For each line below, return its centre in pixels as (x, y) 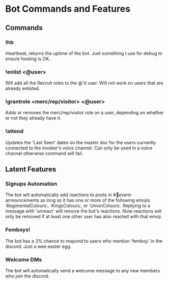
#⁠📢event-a (123, 195)
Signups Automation (31, 184)
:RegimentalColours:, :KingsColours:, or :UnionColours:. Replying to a (78, 206)
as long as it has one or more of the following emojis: (95, 200)
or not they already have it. (33, 118)
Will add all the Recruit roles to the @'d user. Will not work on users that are (84, 83)
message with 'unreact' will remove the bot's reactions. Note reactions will (83, 211)
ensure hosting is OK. (28, 59)
